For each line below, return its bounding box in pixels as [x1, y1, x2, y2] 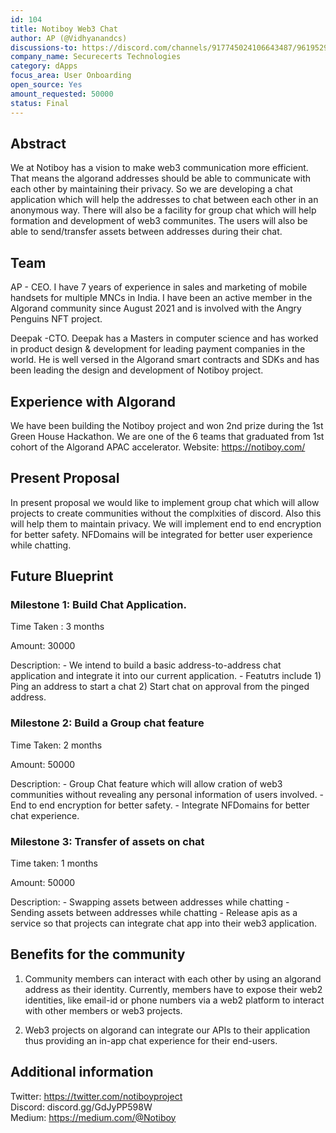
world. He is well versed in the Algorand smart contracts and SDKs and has [10, 354, 320, 366]
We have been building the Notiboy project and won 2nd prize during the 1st [10, 419, 324, 431]
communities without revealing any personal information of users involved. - [10, 788, 325, 800]
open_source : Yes [10, 80, 83, 90]
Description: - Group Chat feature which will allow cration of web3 [10, 777, 283, 790]
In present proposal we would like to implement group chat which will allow [10, 496, 320, 508]
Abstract [10, 135, 67, 152]
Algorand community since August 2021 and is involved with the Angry [10, 302, 302, 315]
